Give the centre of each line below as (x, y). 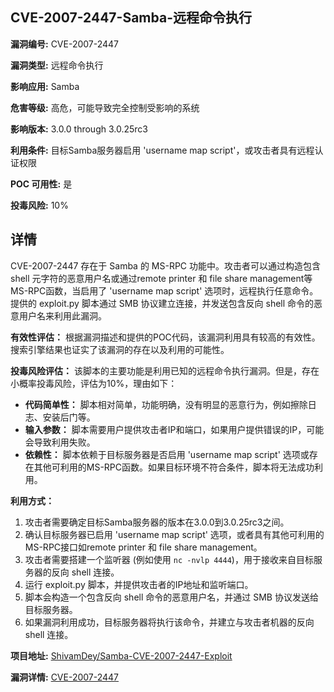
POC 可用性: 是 (41, 184)
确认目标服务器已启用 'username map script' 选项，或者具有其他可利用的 (174, 534)
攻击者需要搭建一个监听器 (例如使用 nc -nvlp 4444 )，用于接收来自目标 (169, 559)
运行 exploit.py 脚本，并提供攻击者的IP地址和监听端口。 (139, 584)
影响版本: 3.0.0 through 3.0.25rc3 (79, 129)
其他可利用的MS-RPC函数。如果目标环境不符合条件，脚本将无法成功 (174, 467)
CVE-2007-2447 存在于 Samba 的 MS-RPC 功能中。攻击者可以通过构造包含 (166, 265)
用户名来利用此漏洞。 (62, 315)
